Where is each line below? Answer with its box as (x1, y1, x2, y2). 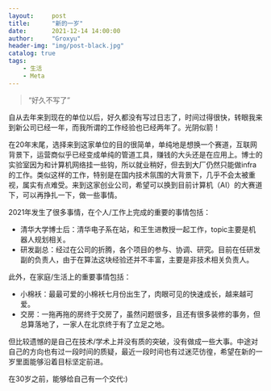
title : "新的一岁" (8, 19, 83, 27)
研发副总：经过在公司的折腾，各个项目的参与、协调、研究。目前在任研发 (19, 244, 261, 254)
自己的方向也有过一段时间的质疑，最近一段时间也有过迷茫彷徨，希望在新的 (8, 347, 256, 356)
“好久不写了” (27, 95, 71, 105)
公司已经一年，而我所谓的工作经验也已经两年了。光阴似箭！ (22, 122, 220, 132)
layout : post (8, 11, 67, 20)
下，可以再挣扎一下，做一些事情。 (8, 190, 122, 200)
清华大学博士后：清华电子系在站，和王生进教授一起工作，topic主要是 (19, 224, 249, 234)
